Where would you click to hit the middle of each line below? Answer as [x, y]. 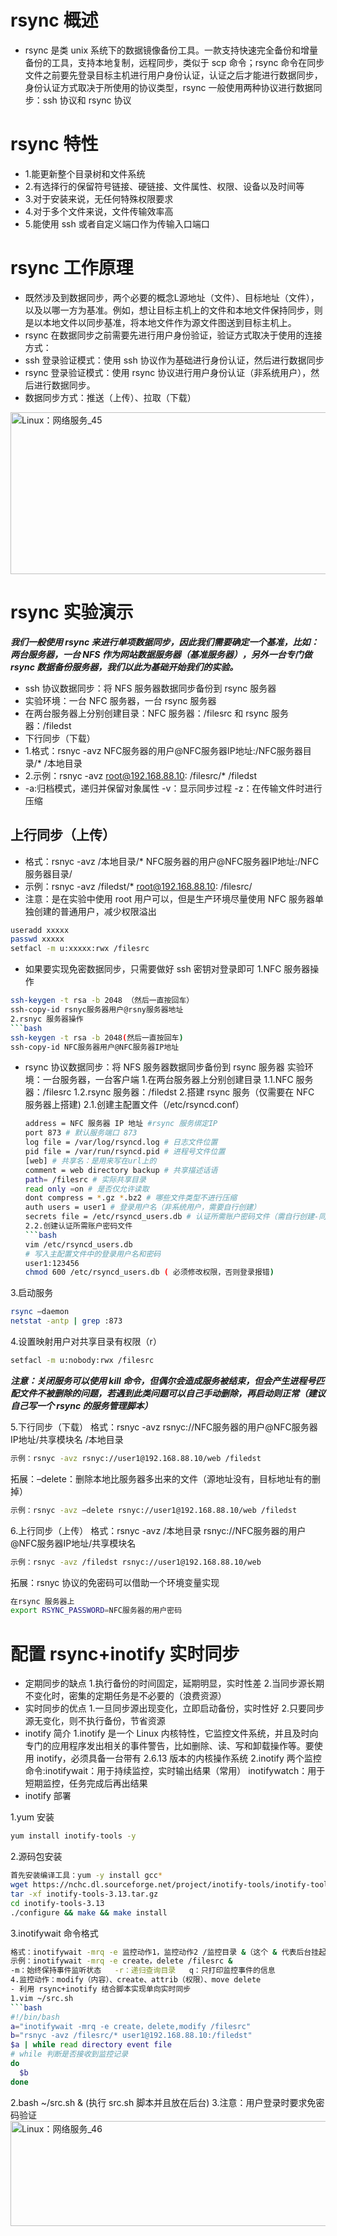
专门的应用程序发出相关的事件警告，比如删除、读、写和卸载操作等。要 [169, 1746]
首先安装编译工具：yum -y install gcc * [86, 1876]
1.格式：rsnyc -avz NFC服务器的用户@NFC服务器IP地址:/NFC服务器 [163, 750]
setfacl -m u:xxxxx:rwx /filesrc [80, 949]
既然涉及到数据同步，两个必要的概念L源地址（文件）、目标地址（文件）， [172, 297]
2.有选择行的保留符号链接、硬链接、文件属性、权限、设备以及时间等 [164, 186]
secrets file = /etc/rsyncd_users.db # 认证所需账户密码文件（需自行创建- [172, 1217]
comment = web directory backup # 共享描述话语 [121, 1170]
